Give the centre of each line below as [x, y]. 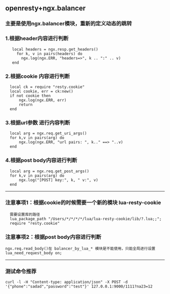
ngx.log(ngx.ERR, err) [42, 100]
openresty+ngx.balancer [46, 8]
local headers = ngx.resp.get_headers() [55, 49]
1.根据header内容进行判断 [37, 38]
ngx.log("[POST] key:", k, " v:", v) [58, 180]
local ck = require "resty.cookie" [47, 87]
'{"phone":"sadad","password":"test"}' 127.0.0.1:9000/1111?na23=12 [79, 287]
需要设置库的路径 [25, 214]
